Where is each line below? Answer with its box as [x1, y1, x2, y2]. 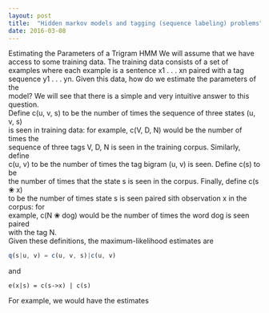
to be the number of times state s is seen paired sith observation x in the [8, 193, 247, 203]
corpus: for [8, 202, 46, 212]
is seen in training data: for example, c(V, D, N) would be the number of [8, 125, 243, 135]
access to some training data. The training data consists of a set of [8, 57, 229, 67]
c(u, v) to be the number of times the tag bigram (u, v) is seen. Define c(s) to [8, 160, 261, 169]
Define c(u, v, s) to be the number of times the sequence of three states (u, [8, 108, 256, 118]
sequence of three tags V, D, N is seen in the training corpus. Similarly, [8, 142, 241, 152]
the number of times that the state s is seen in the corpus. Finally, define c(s [8, 177, 259, 186]
